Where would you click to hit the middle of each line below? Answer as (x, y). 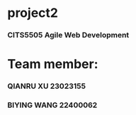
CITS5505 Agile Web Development (68, 35)
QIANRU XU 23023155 (47, 86)
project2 (33, 13)
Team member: (53, 64)
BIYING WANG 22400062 (52, 105)
